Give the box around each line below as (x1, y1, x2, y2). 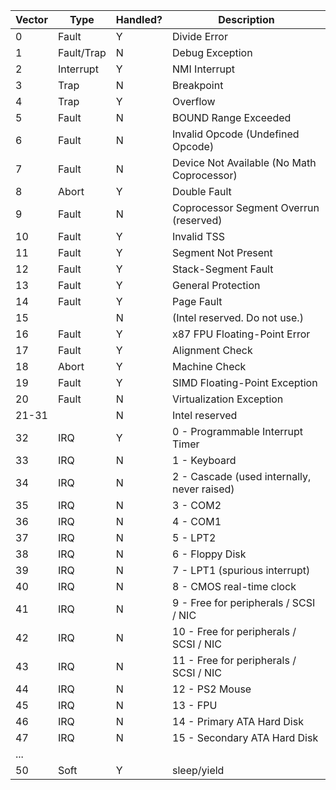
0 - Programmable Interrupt (172, 425, 303, 438)
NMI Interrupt (172, 62, 236, 76)
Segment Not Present (172, 246, 273, 259)
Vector (15, 13, 48, 26)
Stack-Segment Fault (172, 262, 274, 276)
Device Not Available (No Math (172, 156, 317, 169)
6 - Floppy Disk (172, 547, 247, 561)
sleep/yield (172, 764, 225, 777)
